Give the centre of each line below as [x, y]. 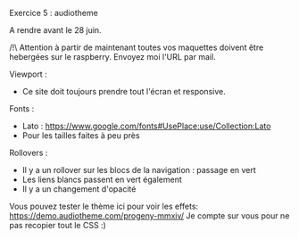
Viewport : [28, 74]
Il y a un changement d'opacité [79, 189]
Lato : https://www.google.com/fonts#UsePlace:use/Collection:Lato [146, 126]
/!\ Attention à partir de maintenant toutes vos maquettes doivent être [137, 47]
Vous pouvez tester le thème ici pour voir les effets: [104, 206]
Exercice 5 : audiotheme [54, 13]
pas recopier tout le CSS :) [58, 225]
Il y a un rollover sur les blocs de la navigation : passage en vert [139, 170]
